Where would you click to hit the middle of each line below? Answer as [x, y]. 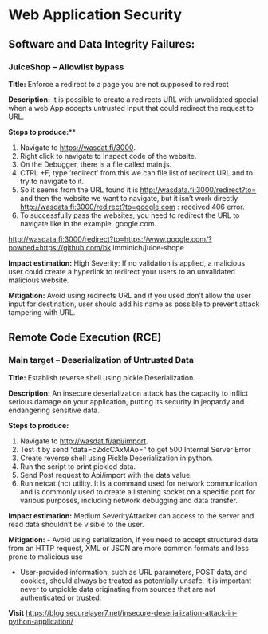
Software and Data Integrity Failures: [102, 44]
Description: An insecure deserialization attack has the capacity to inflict [128, 393]
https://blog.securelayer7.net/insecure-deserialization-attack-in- [131, 612]
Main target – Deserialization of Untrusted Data [101, 360]
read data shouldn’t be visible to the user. [77, 524]
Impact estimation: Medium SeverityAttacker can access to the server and [131, 515]
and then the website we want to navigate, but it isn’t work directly [129, 198]
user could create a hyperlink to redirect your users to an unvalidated [122, 271]
